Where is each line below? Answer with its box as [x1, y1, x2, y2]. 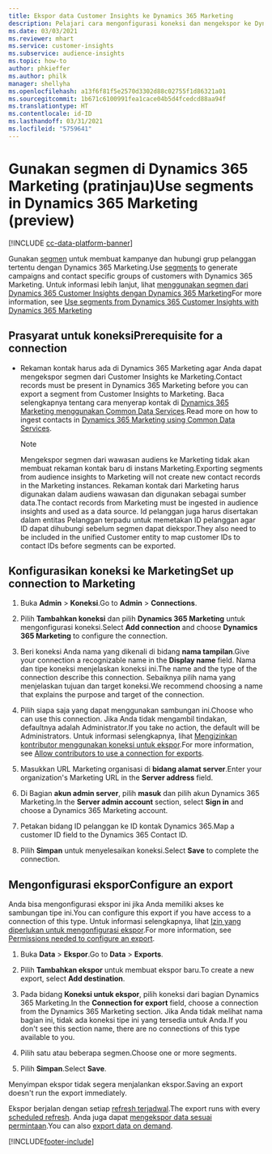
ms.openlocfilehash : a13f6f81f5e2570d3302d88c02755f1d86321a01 [8, 87, 227, 96]
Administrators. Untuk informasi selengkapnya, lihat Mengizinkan [19, 731, 237, 741]
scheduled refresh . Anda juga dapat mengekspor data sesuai [8, 1113, 212, 1122]
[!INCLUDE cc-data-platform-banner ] [8, 238, 134, 248]
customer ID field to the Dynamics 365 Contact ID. [19, 830, 188, 840]
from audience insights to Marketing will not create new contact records [19, 471, 261, 482]
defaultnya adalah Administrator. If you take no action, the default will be [19, 722, 261, 733]
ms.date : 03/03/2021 [8, 27, 79, 35]
